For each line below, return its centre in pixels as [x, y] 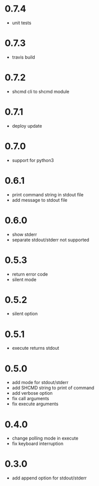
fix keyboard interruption [38, 444]
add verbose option [32, 393]
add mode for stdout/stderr [40, 383]
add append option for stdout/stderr [49, 478]
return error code [30, 274]
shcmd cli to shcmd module [41, 91]
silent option [25, 314]
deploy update [27, 126]
